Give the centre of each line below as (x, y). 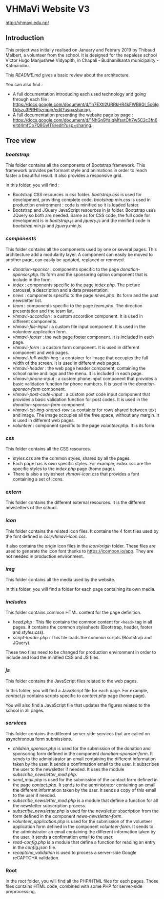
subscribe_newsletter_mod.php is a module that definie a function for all (85, 800)
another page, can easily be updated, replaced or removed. (65, 260)
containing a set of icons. (38, 479)
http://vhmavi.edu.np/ (27, 23)
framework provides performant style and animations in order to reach (76, 171)
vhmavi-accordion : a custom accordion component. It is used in (78, 316)
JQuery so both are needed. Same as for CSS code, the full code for (81, 215)
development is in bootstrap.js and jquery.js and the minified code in (82, 221)
